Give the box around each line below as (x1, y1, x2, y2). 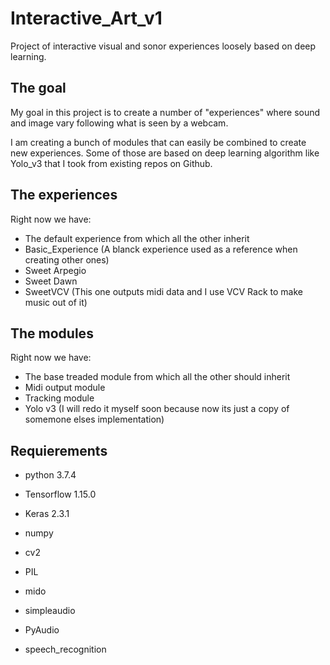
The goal (10, 80, 67, 97)
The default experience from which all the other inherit (24, 232, 250, 244)
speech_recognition (24, 643, 107, 656)
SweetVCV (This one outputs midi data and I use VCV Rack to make (24, 285, 303, 297)
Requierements (10, 442, 108, 459)
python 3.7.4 (24, 469, 77, 481)
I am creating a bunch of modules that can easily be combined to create (10, 136, 307, 148)
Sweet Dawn (24, 275, 78, 287)
